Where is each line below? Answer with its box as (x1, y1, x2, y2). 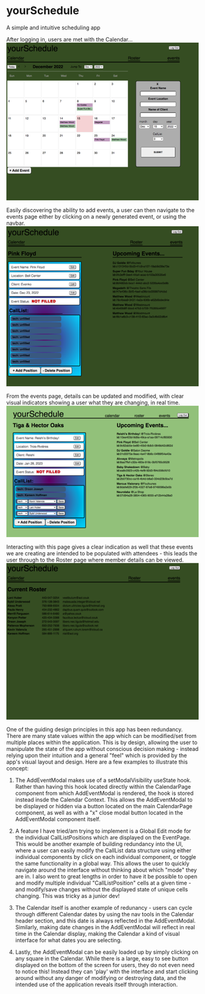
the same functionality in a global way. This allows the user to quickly (15, 860, 190, 867)
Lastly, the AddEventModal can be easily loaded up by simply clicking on (15, 948, 199, 956)
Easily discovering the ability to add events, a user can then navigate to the (6, 206, 195, 214)
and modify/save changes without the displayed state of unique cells (15, 885, 188, 893)
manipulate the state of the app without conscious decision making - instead (6, 745, 199, 752)
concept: (6, 764, 29, 772)
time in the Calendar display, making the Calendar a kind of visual (15, 930, 180, 937)
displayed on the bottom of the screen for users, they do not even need (15, 961, 195, 968)
